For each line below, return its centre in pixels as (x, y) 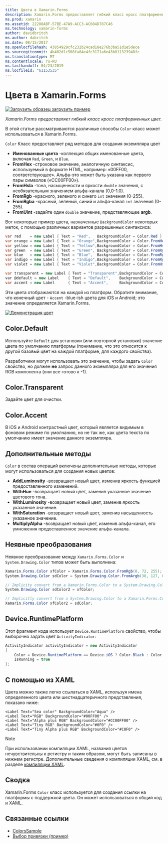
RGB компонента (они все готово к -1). (46, 371)
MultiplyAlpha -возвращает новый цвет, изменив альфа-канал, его (84, 523)
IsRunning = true (32, 660)
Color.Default (26, 328)
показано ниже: (22, 702)
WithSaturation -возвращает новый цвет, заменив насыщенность (82, 513)
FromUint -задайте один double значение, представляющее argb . (82, 212)
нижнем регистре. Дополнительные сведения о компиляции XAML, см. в (84, 759)
